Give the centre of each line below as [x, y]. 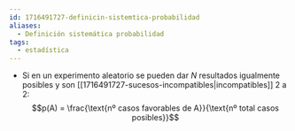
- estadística [43, 50]
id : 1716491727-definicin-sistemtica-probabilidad [105, 17]
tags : [19, 42]
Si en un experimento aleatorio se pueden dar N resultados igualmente [151, 75]
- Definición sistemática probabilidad [91, 34]
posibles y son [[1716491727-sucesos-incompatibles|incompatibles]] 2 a [154, 85]
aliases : [25, 26]
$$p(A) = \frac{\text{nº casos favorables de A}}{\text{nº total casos [155, 108]
